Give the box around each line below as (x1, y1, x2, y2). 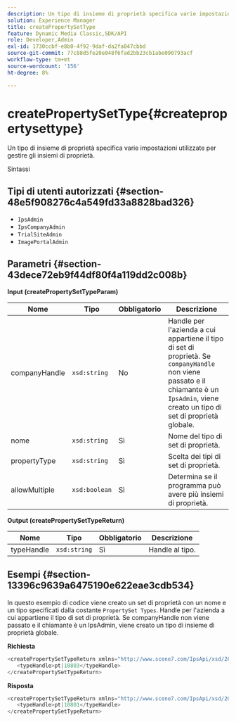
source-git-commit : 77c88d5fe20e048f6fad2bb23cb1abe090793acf (7, 50, 193, 57)
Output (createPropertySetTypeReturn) (7, 517, 125, 525)
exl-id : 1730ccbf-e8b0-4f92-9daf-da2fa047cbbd (7, 43, 146, 50)
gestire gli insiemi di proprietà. (7, 151, 95, 160)
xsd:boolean (72, 486, 112, 494)
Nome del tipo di (168, 431, 223, 441)
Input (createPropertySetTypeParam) (7, 288, 119, 296)
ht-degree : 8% (7, 69, 49, 76)
